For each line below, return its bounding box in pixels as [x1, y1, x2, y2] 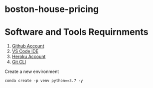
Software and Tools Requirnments [4, 26, 149, 38]
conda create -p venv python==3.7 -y [4, 78, 83, 83]
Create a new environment [4, 68, 59, 74]
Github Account [11, 43, 44, 49]
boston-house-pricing [4, 3, 99, 15]
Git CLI [11, 59, 26, 65]
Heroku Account [11, 53, 46, 59]
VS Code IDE [11, 48, 38, 54]
